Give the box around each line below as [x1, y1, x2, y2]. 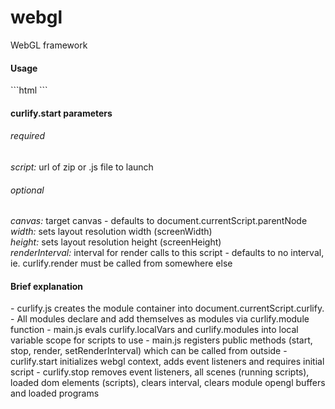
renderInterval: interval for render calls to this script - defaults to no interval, [10, 247, 325, 259]
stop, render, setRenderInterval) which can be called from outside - [10, 345, 288, 357]
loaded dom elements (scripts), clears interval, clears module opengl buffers [10, 377, 326, 389]
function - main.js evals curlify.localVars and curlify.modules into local [10, 324, 299, 336]
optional [10, 184, 45, 196]
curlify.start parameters [10, 107, 113, 119]
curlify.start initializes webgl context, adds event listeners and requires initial [10, 356, 325, 368]
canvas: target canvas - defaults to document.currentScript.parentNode [10, 215, 308, 227]
